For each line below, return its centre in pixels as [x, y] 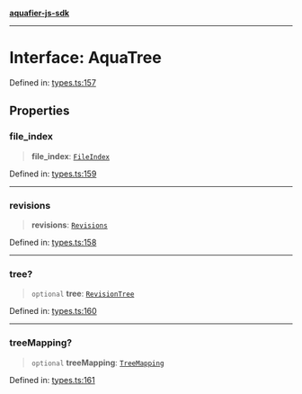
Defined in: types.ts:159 [53, 174]
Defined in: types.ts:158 [53, 242]
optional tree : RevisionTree [83, 294]
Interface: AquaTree [85, 58]
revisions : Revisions [69, 225]
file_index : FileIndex [71, 156]
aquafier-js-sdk [40, 13]
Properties [40, 111]
